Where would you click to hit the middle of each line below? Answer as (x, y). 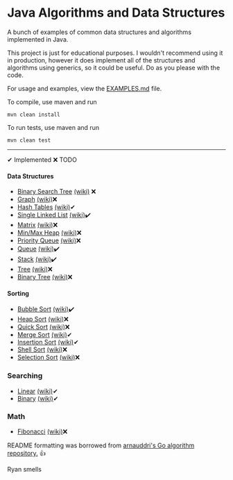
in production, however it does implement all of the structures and (101, 60)
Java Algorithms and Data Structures (116, 13)
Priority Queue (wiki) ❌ (49, 240)
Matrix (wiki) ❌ (37, 225)
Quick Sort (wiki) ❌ (43, 327)
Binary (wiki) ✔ (38, 398)
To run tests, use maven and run (53, 127)
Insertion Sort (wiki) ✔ (48, 342)
